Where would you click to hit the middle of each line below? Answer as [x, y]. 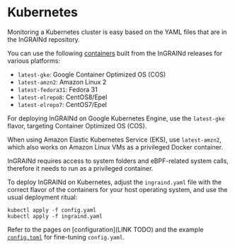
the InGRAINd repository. [44, 39]
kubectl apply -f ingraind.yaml [55, 216]
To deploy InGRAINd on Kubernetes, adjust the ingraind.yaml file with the [115, 182]
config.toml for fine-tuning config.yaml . [66, 237]
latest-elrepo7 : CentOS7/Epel [62, 104]
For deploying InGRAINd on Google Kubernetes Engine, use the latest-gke [116, 118]
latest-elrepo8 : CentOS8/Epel [62, 97]
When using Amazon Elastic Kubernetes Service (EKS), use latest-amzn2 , [114, 140]
